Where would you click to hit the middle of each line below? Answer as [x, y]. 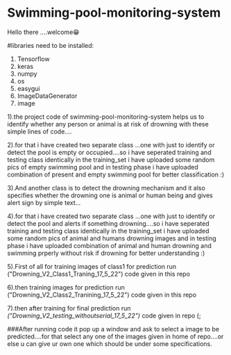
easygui [28, 88]
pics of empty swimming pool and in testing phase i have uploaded [103, 167]
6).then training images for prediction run [66, 287]
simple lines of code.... [40, 131]
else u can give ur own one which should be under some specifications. [110, 344]
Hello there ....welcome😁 [43, 32]
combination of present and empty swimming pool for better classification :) [116, 174]
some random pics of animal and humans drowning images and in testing [112, 238]
